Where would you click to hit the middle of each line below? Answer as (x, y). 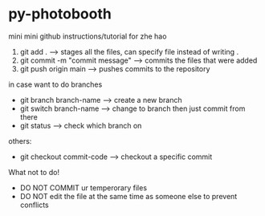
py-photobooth (60, 14)
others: (20, 141)
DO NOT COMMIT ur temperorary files (83, 187)
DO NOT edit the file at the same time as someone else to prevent (128, 196)
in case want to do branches (55, 84)
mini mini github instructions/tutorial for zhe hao (88, 36)
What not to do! (34, 172)
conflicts (35, 205)
